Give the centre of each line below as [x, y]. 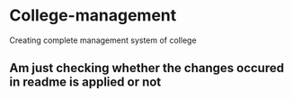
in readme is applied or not [85, 82]
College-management [93, 16]
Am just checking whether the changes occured [147, 68]
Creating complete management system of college [103, 40]
